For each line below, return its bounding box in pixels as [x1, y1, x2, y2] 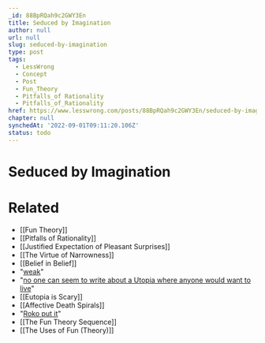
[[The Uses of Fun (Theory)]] [19, 325, 114, 335]
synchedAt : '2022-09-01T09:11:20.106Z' [8, 121, 140, 129]
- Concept [15, 70, 47, 78]
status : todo [8, 129, 51, 136]
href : [8, 107, 26, 115]
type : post [8, 48, 44, 56]
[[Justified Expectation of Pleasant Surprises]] [19, 241, 171, 251]
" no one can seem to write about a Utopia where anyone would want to [19, 275, 251, 285]
